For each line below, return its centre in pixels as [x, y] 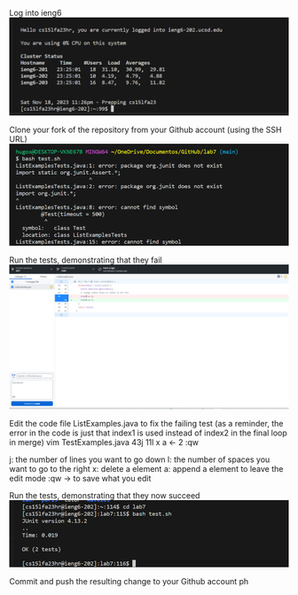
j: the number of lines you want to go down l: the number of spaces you [140, 459]
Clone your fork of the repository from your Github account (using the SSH [145, 129]
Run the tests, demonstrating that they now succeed [105, 496]
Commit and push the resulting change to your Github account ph [129, 582]
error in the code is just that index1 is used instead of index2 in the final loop [149, 433]
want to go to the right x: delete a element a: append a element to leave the [146, 469]
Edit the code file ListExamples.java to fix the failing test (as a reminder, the [146, 424]
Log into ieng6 [35, 13]
